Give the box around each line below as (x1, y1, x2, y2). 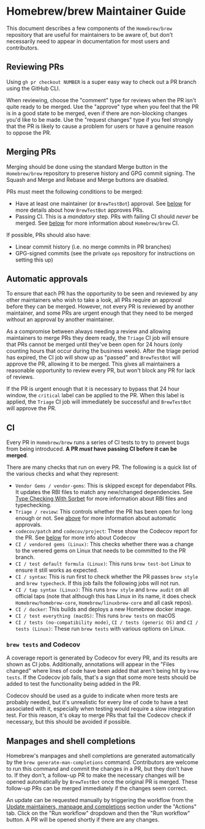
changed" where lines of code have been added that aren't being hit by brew (6, 667, 199, 675)
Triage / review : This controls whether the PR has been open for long (15, 508, 193, 516)
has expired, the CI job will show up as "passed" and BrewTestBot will (6, 354, 181, 361)
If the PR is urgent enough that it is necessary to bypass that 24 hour (6, 385, 180, 392)
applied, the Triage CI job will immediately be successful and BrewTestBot (6, 398, 192, 405)
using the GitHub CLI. (6, 84, 61, 92)
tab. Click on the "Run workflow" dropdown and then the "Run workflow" (6, 809, 190, 817)
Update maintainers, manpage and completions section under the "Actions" (6, 803, 197, 811)
